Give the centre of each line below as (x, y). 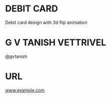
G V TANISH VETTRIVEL (56, 43)
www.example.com (25, 90)
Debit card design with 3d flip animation (46, 22)
